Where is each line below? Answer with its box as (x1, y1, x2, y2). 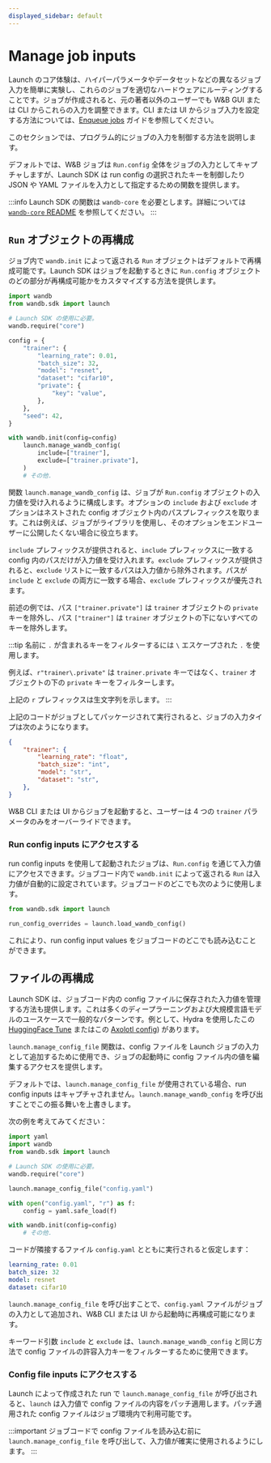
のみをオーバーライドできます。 (29, 816, 136, 826)
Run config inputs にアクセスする (8, 838, 139, 850)
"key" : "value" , (51, 389, 107, 397)
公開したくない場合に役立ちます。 (29, 528, 143, 537)
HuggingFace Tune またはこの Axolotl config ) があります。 (8, 1024, 204, 1034)
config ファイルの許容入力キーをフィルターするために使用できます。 (23, 1346, 253, 1356)
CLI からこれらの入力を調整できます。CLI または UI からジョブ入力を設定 (17, 104, 260, 114)
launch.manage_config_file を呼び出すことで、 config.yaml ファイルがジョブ (8, 1299, 263, 1308)
